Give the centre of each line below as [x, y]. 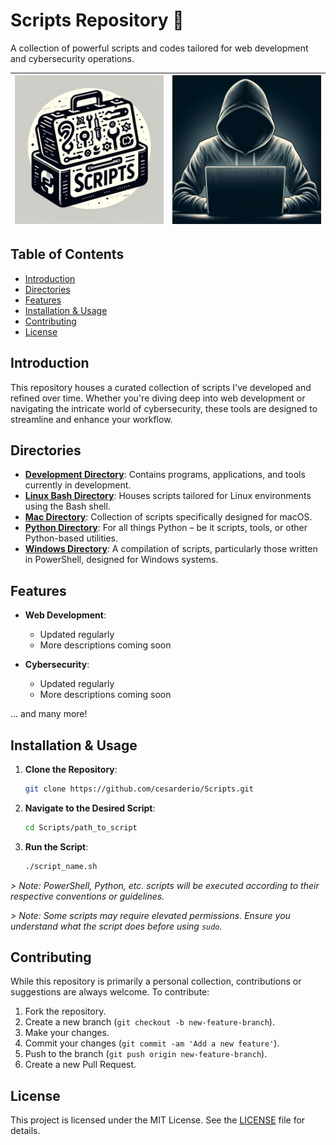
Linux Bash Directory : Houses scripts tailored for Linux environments [168, 496]
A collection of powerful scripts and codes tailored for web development [159, 48]
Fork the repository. [65, 1011]
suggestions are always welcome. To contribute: [110, 992]
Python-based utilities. [71, 538]
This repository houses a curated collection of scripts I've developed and [161, 387]
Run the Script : [56, 846]
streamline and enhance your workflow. [91, 419]
